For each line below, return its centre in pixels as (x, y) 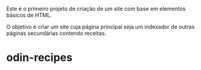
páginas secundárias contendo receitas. (56, 33)
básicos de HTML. (29, 15)
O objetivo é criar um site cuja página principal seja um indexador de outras (100, 27)
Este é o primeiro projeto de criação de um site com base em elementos (96, 9)
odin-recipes (39, 58)
